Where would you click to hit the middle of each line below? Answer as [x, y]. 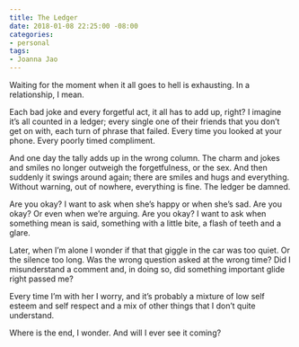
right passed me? [41, 279]
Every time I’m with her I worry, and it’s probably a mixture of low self [137, 296]
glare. [20, 233]
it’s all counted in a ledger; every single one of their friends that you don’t [145, 121]
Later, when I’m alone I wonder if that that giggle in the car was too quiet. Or [149, 250]
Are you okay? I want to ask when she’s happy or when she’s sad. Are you [146, 204]
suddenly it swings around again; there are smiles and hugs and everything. [149, 177]
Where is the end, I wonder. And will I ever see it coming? [115, 333]
